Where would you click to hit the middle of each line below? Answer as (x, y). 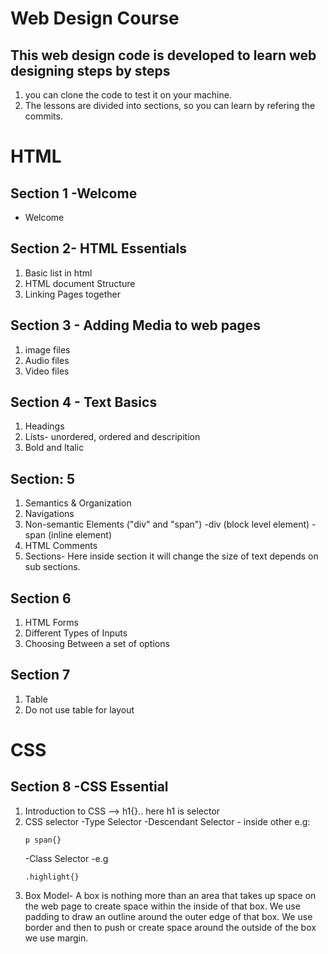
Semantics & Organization (78, 503)
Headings (44, 426)
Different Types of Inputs (76, 633)
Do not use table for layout (79, 709)
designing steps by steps (90, 70)
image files (47, 349)
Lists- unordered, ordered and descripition (112, 437)
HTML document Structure (80, 283)
